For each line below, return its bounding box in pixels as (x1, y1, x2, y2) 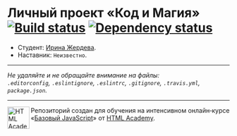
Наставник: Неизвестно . (17, 51, 87, 59)
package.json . (7, 86, 47, 94)
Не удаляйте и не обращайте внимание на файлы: (7, 70, 160, 79)
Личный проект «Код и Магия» (7, 5, 200, 21)
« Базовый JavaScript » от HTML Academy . (30, 113, 155, 122)
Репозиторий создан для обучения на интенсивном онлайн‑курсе (30, 106, 230, 114)
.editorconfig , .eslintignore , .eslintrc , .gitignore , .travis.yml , (7, 78, 200, 87)
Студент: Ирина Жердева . (17, 43, 97, 51)
